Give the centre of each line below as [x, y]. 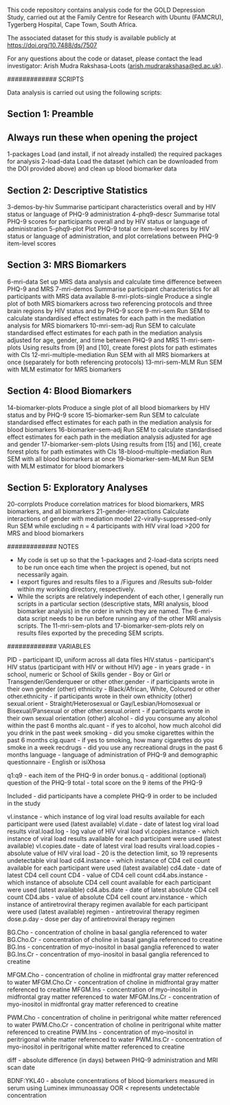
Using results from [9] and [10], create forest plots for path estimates [120, 347]
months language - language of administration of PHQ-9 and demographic [113, 755]
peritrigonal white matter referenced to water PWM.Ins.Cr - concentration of [115, 1040]
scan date [21, 1068]
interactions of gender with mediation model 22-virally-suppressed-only [109, 519]
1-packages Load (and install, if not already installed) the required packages [115, 154]
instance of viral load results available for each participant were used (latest [114, 839]
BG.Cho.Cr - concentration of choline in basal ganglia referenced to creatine [115, 940]
